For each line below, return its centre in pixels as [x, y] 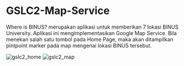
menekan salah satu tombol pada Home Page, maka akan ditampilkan [90, 39]
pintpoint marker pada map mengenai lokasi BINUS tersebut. [79, 46]
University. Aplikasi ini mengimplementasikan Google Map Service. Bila [91, 33]
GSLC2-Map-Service [58, 11]
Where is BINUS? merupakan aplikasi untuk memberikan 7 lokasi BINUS [92, 27]
